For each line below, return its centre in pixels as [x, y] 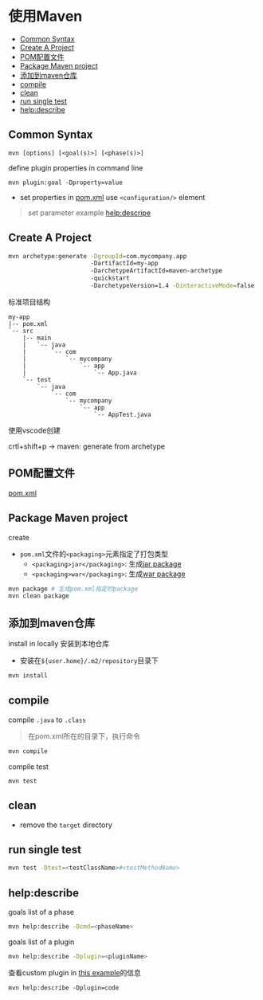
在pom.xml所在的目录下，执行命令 [84, 736]
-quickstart [110, 278]
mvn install [28, 676]
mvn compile [28, 751]
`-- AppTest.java [122, 414]
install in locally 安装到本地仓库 [59, 644]
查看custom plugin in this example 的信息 [75, 972]
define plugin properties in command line [76, 167]
